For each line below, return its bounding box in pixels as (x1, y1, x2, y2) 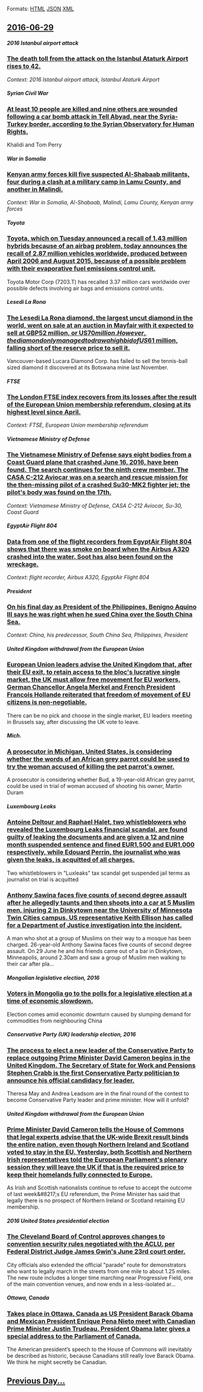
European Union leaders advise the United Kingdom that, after (7, 660, 192, 669)
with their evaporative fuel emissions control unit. (7, 265, 156, 273)
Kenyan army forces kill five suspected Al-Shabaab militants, (7, 170, 190, 178)
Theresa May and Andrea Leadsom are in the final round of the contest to (7, 1089, 189, 1097)
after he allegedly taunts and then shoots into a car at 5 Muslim (7, 898, 195, 907)
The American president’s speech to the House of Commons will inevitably (7, 1346, 192, 1353)
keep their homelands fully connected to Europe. (7, 1170, 153, 1179)
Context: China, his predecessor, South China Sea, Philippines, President (7, 631, 188, 638)
